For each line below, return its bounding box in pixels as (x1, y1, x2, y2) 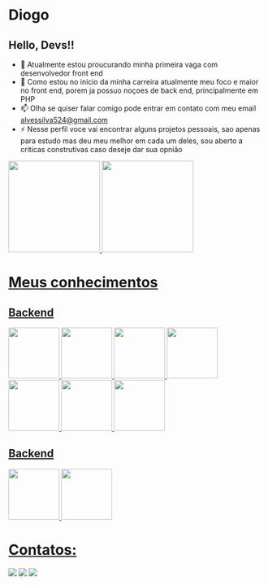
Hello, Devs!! (8, 38, 75, 52)
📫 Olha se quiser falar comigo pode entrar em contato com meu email (19, 103, 257, 113)
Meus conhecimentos (8, 273, 158, 292)
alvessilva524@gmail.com (19, 116, 108, 124)
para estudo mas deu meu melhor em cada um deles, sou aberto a (19, 136, 244, 146)
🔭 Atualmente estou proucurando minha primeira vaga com (19, 59, 218, 69)
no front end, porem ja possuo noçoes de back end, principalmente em (19, 85, 258, 95)
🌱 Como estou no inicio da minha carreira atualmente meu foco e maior (19, 77, 259, 86)
